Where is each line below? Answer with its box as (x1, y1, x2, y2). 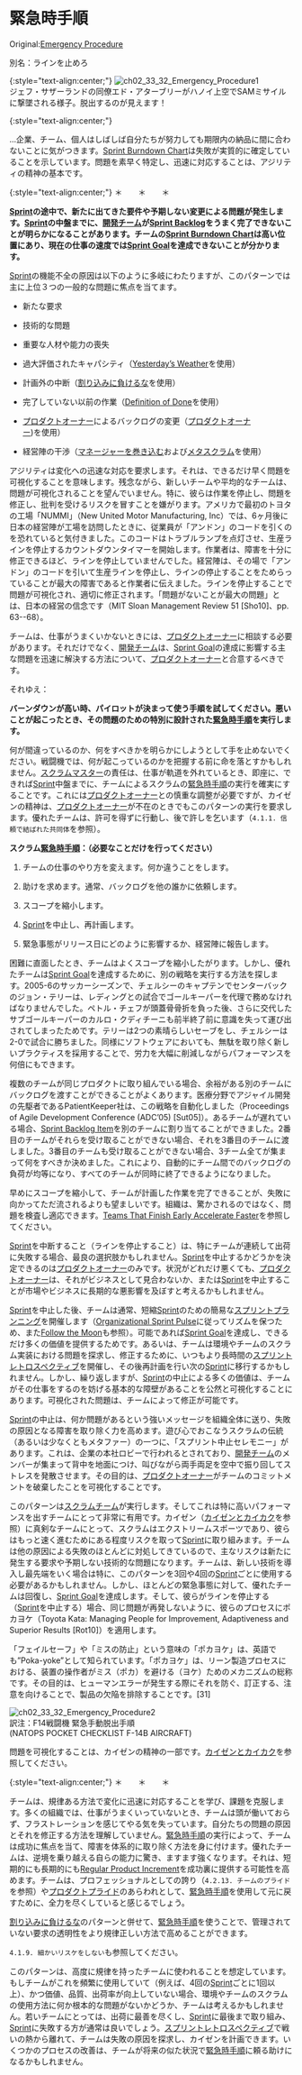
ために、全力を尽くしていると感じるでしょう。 (16, 1897, 191, 1907)
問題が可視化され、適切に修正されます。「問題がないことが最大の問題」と (9, 589, 280, 599)
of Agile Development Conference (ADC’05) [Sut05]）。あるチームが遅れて (9, 1111, 283, 1122)
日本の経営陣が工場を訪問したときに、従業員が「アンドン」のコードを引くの (9, 521, 293, 532)
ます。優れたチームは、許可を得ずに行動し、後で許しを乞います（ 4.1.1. (9, 812, 277, 823)
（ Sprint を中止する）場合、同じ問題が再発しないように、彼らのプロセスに (9, 1602, 283, 1613)
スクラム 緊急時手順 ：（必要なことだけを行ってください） (9, 842, 218, 853)
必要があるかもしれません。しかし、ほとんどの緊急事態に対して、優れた (9, 1579, 277, 1590)
